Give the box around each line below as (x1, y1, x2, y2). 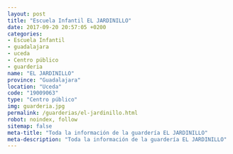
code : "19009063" (7, 89, 59, 97)
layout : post (7, 10, 46, 18)
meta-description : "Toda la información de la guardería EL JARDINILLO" (7, 136, 227, 143)
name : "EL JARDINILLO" (7, 70, 75, 77)
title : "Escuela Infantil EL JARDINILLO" (7, 17, 132, 24)
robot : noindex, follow (7, 116, 78, 123)
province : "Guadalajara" (7, 76, 81, 84)
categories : (7, 30, 43, 38)
